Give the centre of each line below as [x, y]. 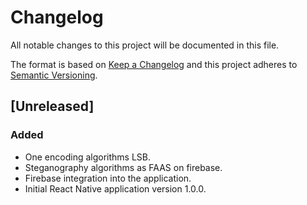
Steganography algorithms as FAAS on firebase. [123, 167]
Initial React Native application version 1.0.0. [115, 188]
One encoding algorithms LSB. [88, 157]
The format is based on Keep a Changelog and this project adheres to [154, 64]
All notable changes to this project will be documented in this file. [145, 45]
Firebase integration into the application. [108, 178]
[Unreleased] [52, 106]
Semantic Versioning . [54, 75]
